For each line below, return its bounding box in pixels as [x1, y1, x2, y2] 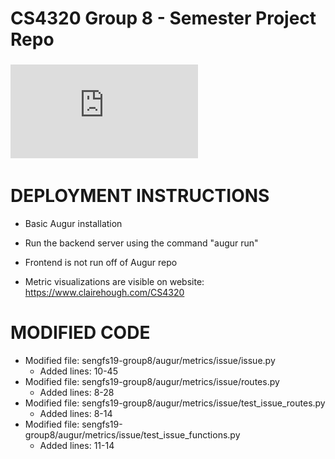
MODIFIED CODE [10, 322, 151, 344]
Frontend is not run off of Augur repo [24, 257, 178, 269]
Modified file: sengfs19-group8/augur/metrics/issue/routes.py [24, 375, 280, 387]
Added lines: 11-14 [39, 439, 115, 451]
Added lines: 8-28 [39, 386, 115, 398]
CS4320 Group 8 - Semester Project [10, 7, 317, 30]
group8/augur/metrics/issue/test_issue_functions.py [24, 428, 241, 441]
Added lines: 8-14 [39, 407, 113, 419]
